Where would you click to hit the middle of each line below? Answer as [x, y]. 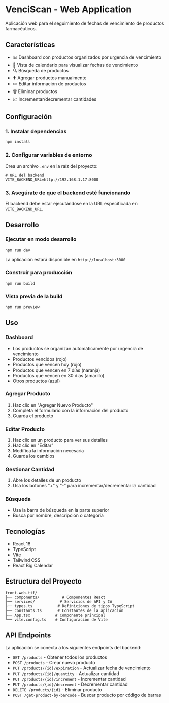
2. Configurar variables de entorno [49, 155]
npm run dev [18, 250]
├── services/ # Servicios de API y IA [59, 602]
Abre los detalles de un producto [47, 480]
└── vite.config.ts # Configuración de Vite [57, 620]
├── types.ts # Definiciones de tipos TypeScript [70, 606]
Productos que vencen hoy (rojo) [47, 364]
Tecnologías [25, 531]
